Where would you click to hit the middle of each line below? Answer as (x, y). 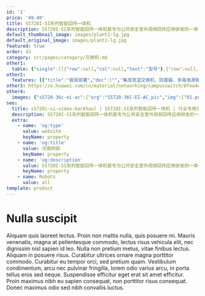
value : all (36, 183)
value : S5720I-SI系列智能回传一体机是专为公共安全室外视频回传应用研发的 (106, 166)
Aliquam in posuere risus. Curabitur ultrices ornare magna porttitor (90, 255)
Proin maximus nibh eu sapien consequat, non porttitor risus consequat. (97, 281)
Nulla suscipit (42, 218)
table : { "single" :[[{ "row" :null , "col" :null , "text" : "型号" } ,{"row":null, (105, 69)
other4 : (16, 92)
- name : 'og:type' (41, 126)
